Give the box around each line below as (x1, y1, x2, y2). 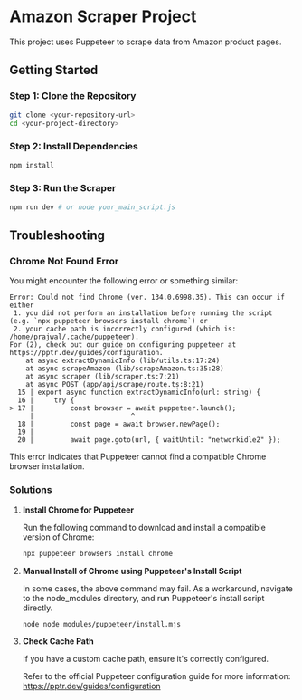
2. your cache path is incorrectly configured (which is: (13, 324, 237, 334)
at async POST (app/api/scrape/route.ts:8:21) (25, 380, 204, 389)
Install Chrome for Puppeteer (22, 504, 134, 515)
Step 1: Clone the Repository (9, 90, 137, 102)
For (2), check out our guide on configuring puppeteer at (9, 340, 237, 350)
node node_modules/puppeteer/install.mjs (22, 619, 181, 628)
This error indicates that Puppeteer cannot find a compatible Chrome (9, 451, 267, 463)
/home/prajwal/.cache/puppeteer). (9, 332, 140, 341)
